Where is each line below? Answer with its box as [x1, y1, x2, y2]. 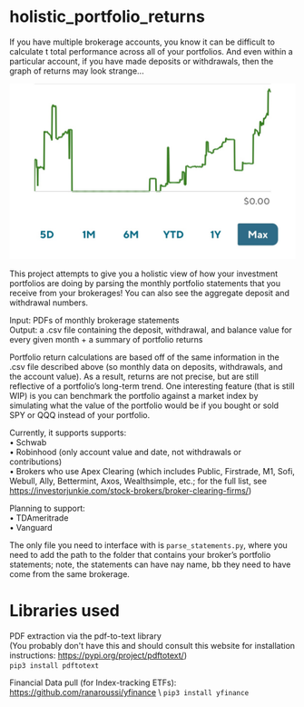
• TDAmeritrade [9, 513, 69, 523]
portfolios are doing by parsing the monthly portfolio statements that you [9, 278, 281, 289]
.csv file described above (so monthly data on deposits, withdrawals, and [9, 362, 283, 373]
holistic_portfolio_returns [9, 6, 206, 27]
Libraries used [9, 601, 120, 622]
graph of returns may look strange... [9, 65, 144, 76]
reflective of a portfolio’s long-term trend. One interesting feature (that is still [9, 381, 295, 392]
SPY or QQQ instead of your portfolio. [9, 410, 151, 421]
